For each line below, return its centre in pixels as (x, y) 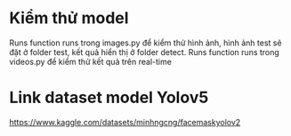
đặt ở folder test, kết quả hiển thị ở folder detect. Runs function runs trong (145, 52)
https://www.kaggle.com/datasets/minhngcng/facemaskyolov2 (125, 122)
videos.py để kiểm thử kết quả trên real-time (90, 61)
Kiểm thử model (69, 18)
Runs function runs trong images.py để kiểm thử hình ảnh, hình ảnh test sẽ (145, 43)
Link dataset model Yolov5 (109, 98)
